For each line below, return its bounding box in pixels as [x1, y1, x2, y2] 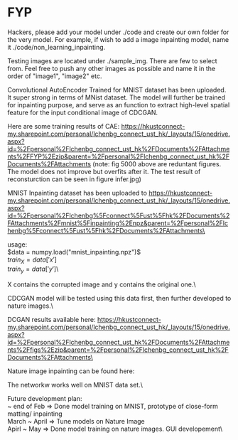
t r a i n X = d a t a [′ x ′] [7, 255, 57, 265]
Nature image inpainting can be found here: [7, 367, 135, 375]
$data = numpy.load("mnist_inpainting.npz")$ [7, 247, 141, 256]
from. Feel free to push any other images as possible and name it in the [7, 64, 215, 73]
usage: [7, 240, 28, 249]
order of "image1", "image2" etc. [7, 72, 102, 80]
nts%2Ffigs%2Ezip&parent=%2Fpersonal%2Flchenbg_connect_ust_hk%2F [7, 345, 229, 354]
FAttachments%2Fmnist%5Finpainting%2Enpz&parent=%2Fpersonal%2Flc [7, 218, 229, 227]
